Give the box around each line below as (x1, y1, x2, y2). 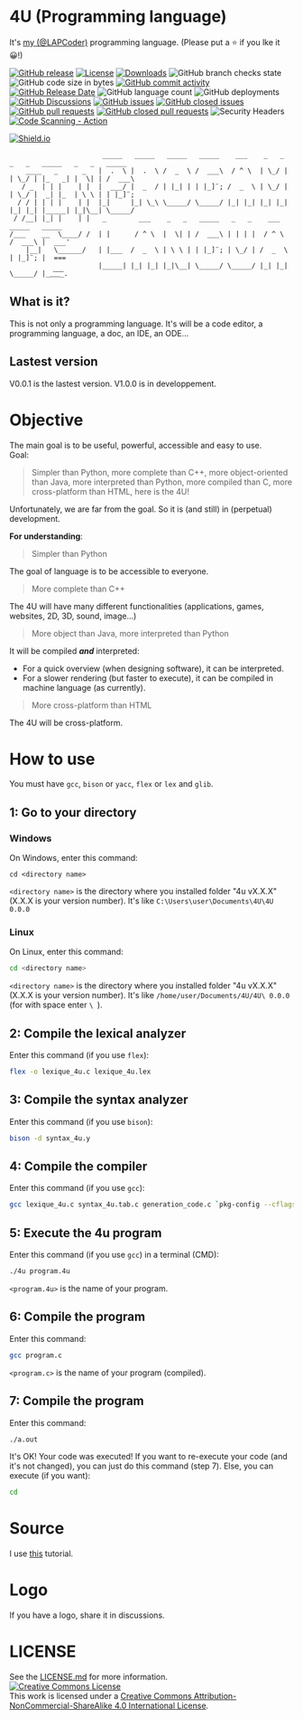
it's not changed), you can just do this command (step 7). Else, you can (9, 1460, 273, 1471)
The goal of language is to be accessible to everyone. (9, 565, 209, 576)
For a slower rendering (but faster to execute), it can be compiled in (22, 672, 273, 684)
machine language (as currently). (22, 682, 146, 693)
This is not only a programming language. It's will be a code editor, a (9, 318, 263, 329)
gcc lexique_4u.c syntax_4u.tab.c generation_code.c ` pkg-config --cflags (9, 1200, 297, 1209)
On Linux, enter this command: (9, 947, 124, 958)
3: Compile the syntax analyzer (9, 1092, 188, 1108)
